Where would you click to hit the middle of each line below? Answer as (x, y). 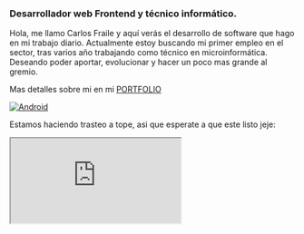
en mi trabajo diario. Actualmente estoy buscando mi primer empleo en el (147, 43)
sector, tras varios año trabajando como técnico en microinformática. (138, 53)
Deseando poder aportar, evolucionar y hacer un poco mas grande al (138, 63)
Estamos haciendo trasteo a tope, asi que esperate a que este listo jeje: (142, 124)
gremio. (24, 72)
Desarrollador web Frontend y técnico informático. (123, 14)
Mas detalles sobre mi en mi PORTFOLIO (85, 90)
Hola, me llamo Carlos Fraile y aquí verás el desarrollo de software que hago (152, 34)
